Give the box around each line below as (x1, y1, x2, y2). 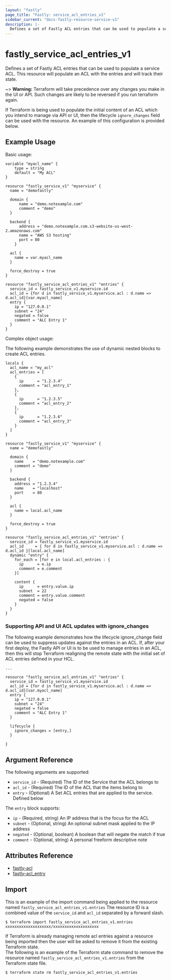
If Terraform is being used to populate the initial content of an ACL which (5, 107, 158, 113)
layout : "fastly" (5, 7, 42, 13)
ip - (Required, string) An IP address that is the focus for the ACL (12, 815, 149, 821)
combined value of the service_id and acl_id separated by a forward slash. (5, 910, 164, 916)
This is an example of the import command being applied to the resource (5, 899, 158, 905)
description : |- (5, 21, 40, 27)
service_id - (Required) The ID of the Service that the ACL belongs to (12, 779, 159, 785)
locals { (5, 360, 24, 365)
